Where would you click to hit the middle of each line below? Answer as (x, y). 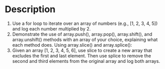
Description (30, 9)
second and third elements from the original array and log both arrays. (86, 61)
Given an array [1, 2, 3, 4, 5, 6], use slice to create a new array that (82, 50)
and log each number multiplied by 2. (51, 28)
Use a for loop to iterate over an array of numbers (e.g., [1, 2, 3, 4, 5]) (85, 23)
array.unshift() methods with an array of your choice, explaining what (85, 40)
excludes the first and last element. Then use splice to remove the (81, 56)
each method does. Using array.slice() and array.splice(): (72, 45)
